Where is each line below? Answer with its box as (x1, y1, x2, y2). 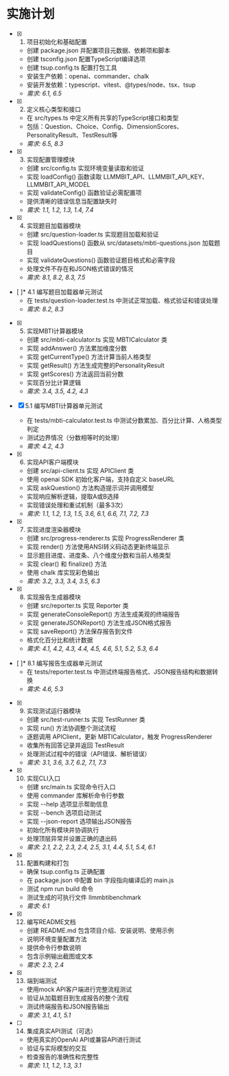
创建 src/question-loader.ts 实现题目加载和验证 (26, 230, 159, 238)
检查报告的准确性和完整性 (26, 1053, 99, 1061)
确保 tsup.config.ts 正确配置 (26, 867, 106, 875)
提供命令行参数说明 (26, 943, 82, 952)
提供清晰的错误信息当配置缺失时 (26, 197, 117, 205)
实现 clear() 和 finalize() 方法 (26, 560, 107, 568)
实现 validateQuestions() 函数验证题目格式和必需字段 (26, 256, 176, 264)
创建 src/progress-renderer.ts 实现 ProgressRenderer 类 (26, 534, 184, 542)
